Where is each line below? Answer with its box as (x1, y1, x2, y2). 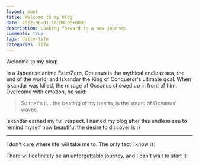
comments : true (6, 31, 44, 37)
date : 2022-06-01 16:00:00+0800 (6, 20, 86, 25)
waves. (20, 106, 38, 113)
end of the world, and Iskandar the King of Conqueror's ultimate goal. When (6, 75, 191, 83)
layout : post (6, 8, 38, 15)
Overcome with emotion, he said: (6, 88, 87, 95)
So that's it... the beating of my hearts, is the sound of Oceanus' (20, 99, 177, 106)
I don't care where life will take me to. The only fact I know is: (6, 140, 156, 148)
